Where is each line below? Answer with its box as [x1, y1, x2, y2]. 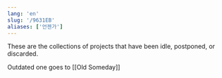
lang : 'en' [7, 10, 39, 17]
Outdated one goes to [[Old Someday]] [7, 63, 121, 72]
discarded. [7, 49, 39, 58]
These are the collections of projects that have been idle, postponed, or [7, 42, 216, 51]
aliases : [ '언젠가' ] [7, 23, 63, 30]
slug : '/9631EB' [7, 17, 55, 24]
